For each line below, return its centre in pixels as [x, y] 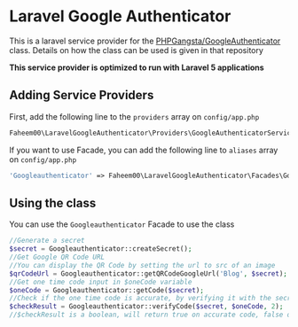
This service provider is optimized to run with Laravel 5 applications [137, 67]
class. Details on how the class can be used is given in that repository [137, 50]
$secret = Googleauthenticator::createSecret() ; [101, 249]
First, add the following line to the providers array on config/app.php [134, 116]
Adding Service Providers [82, 95]
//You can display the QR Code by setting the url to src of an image [142, 265]
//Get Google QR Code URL [57, 257]
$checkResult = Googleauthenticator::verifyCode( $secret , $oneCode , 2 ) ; [146, 307]
